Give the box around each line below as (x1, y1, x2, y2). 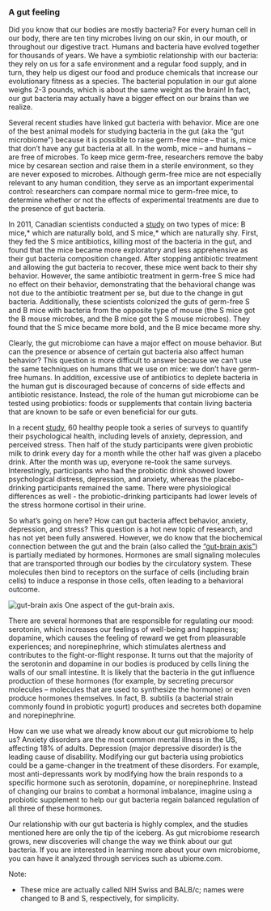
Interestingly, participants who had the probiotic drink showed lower (8, 466, 235, 476)
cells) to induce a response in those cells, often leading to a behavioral (8, 576, 244, 586)
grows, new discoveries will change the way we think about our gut (8, 837, 233, 846)
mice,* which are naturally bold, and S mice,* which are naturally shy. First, (8, 228, 259, 238)
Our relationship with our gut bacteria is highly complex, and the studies (8, 820, 248, 829)
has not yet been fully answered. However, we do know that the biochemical (8, 533, 263, 543)
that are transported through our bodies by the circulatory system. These (8, 559, 252, 569)
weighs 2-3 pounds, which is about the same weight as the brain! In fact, (8, 85, 252, 95)
